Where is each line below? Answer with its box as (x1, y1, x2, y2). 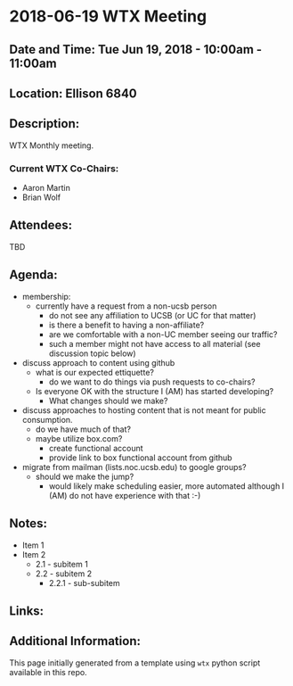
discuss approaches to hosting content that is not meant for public (21, 404, 266, 416)
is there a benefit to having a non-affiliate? (48, 319, 205, 330)
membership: (21, 291, 71, 302)
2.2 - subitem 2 (35, 568, 92, 579)
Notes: (9, 516, 47, 532)
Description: (9, 116, 80, 131)
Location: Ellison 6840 (9, 86, 138, 101)
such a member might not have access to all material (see (48, 338, 261, 349)
